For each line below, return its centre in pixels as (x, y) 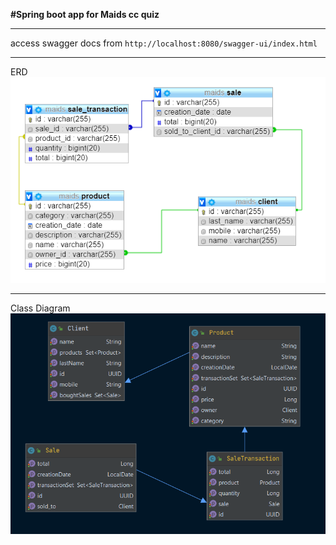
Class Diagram (40, 308)
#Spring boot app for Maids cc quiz (85, 14)
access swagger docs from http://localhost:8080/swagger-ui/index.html (164, 43)
